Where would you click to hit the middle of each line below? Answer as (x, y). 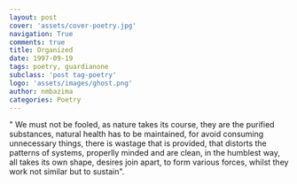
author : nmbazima (41, 91)
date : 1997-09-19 (41, 58)
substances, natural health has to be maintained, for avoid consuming (137, 134)
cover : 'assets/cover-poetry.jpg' (73, 26)
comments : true (37, 42)
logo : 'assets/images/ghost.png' (71, 83)
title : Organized (41, 50)
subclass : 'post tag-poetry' (63, 75)
